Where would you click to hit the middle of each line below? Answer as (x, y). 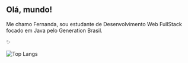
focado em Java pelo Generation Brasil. (54, 30)
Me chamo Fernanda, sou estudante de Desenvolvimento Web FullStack (94, 24)
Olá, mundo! (29, 10)
